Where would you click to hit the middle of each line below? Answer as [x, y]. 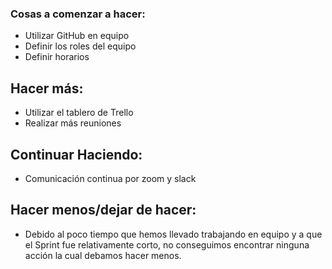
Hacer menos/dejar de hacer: [103, 210]
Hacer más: [47, 88]
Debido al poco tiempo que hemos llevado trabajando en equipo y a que [173, 234]
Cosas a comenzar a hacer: [78, 14]
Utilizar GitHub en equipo [77, 36]
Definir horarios [57, 57]
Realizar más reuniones [73, 123]
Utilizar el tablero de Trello [79, 113]
